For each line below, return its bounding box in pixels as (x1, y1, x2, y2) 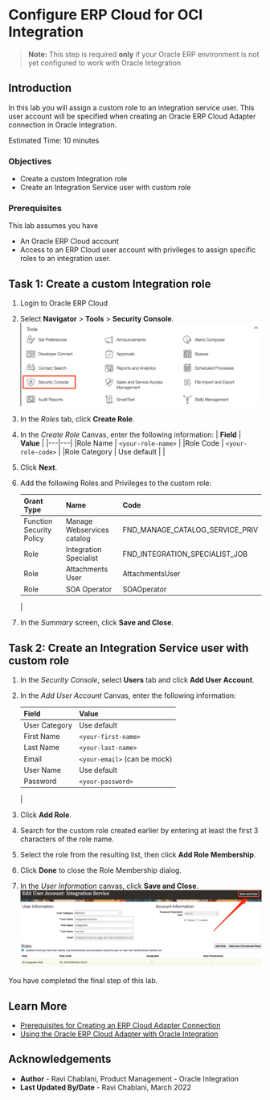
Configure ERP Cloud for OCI (8, 6, 203, 24)
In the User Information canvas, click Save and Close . (19, 881, 199, 890)
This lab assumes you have (8, 221, 99, 230)
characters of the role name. (19, 834, 115, 844)
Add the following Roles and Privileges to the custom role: (19, 478, 212, 488)
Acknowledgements (8, 1052, 112, 1066)
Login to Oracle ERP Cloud (19, 298, 108, 308)
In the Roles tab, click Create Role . (19, 414, 135, 424)
